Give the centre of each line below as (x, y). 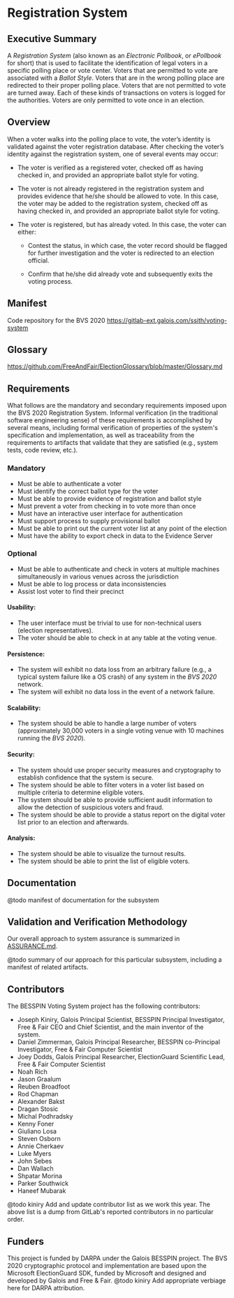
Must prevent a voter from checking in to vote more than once (107, 506)
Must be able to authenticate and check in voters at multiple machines (118, 569)
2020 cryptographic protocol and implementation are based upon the (107, 1266)
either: (27, 232)
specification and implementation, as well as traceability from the (101, 435)
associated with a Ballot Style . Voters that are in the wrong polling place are (116, 78)
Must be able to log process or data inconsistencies (92, 584)
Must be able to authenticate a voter (70, 483)
